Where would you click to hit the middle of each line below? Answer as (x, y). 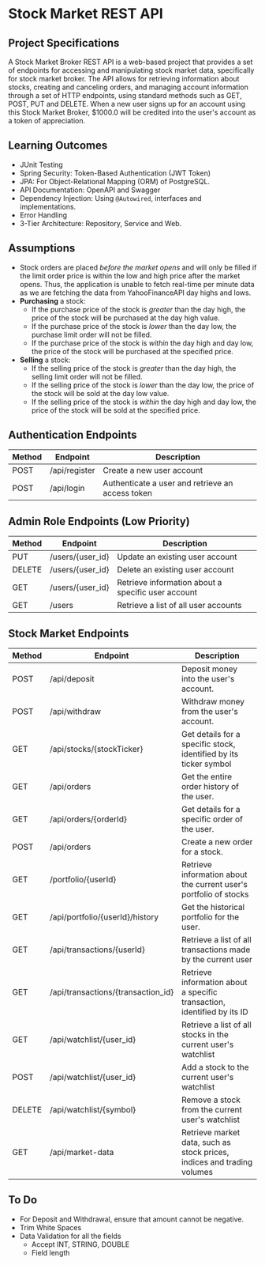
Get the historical (213, 908)
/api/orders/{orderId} (89, 819)
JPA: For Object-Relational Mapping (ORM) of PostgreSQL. (115, 181)
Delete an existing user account (175, 570)
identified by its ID (215, 1012)
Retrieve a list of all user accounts (179, 606)
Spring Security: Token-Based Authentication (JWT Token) (115, 173)
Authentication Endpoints (73, 435)
